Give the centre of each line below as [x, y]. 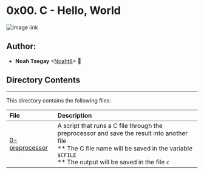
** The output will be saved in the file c [114, 162]
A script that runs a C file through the [110, 125]
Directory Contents [43, 80]
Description [75, 115]
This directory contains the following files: [59, 100]
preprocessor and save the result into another [123, 133]
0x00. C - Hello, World [64, 11]
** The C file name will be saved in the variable [125, 148]
